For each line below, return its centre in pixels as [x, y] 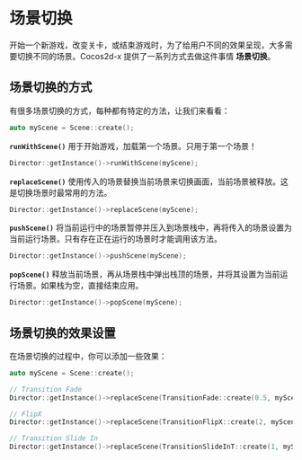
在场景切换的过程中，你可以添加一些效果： [88, 356]
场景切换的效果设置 [62, 333]
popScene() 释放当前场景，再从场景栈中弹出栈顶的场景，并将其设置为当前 [145, 274]
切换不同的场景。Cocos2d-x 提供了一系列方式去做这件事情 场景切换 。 [146, 56]
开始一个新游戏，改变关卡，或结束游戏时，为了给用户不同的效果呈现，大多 [147, 45]
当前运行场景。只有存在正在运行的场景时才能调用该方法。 [115, 239]
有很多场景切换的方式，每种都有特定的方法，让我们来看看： [120, 111]
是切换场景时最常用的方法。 [61, 192]
